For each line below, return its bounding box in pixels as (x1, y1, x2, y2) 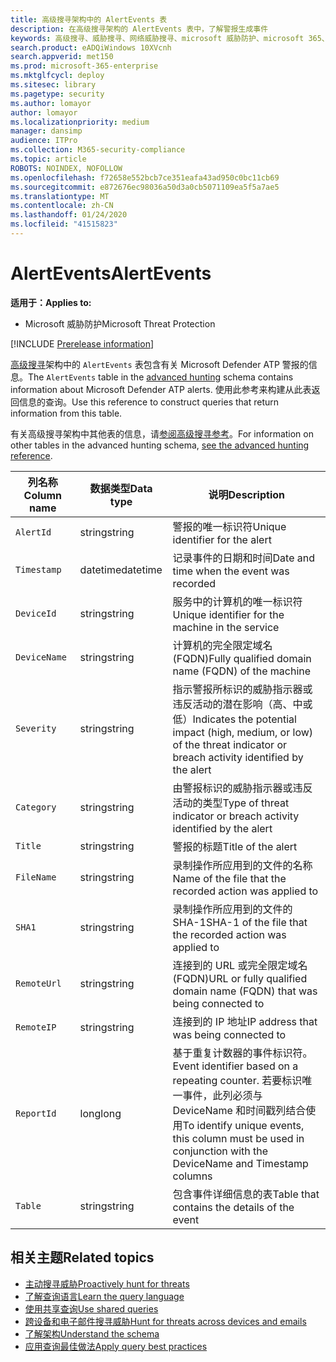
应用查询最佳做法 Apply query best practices (24, 1340, 208, 1352)
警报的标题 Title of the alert (172, 839, 298, 853)
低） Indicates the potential (172, 712, 297, 726)
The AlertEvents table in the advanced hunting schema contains (28, 371, 294, 383)
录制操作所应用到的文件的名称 (172, 858, 313, 872)
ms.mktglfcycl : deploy (10, 71, 105, 81)
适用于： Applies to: (10, 296, 92, 308)
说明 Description (208, 487, 285, 501)
